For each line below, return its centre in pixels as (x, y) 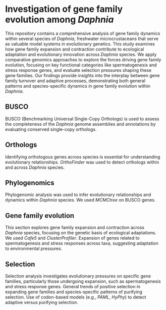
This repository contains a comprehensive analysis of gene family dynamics (83, 33)
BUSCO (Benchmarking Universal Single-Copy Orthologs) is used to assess (82, 119)
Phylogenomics (30, 182)
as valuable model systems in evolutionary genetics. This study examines (80, 44)
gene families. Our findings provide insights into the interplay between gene (83, 75)
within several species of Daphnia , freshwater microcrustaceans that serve (82, 39)
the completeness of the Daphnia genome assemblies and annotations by (81, 124)
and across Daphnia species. (35, 167)
